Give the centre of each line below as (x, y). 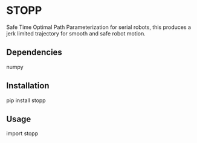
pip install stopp (26, 100)
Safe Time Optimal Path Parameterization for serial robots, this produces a (99, 27)
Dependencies (34, 53)
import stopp (22, 133)
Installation (28, 86)
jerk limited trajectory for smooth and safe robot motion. (76, 33)
